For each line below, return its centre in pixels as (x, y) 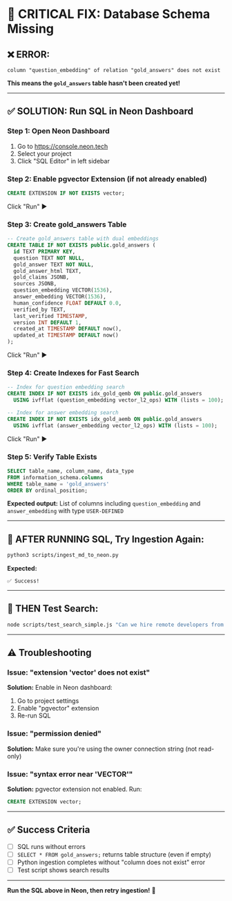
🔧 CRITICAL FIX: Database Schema (109, 14)
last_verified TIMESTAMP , (51, 316)
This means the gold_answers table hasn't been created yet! (94, 83)
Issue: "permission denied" (55, 733)
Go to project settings (48, 701)
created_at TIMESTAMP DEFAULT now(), (68, 329)
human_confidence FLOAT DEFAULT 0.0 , (68, 303)
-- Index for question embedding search (66, 387)
